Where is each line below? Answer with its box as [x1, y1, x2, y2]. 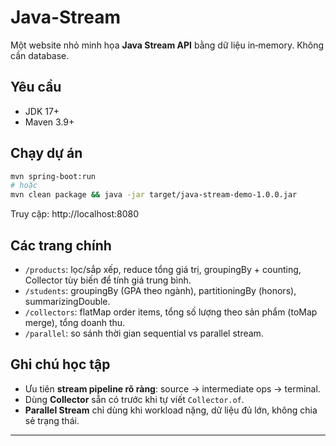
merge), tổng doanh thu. [24, 317, 126, 328]
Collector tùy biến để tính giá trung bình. [24, 274, 192, 286]
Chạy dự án [10, 145, 83, 162]
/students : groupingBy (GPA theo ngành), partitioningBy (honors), [24, 285, 297, 296]
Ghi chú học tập [10, 356, 111, 373]
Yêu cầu [10, 79, 62, 96]
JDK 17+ [24, 105, 60, 117]
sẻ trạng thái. [24, 414, 80, 426]
